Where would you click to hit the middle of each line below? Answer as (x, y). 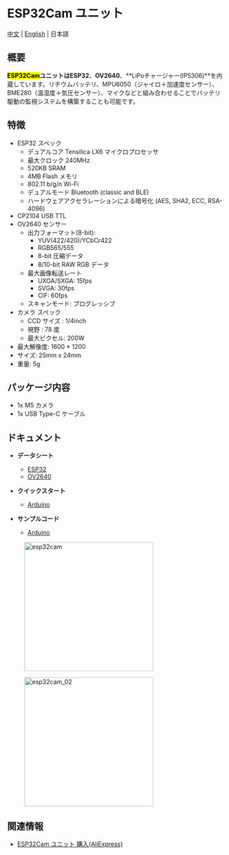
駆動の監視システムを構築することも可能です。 (73, 101)
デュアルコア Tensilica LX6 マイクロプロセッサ (93, 151)
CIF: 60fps (53, 295)
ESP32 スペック (39, 143)
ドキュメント (34, 437)
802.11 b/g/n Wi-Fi (53, 184)
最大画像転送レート (55, 273)
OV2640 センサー (42, 224)
